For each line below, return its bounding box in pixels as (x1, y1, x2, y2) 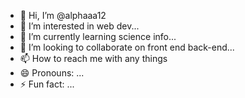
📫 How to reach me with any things (19, 53, 168, 64)
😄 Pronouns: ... (19, 67, 85, 79)
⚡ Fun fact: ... (19, 78, 75, 90)
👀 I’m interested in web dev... (19, 20, 140, 32)
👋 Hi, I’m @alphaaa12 (19, 10, 107, 21)
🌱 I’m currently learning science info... (19, 31, 177, 42)
